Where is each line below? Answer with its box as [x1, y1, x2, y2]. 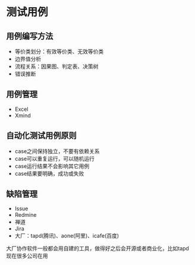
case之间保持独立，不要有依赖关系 [14, 147, 100, 155]
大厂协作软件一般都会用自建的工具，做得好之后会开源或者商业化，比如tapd [6, 245, 189, 252]
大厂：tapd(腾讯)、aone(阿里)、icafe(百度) [14, 232, 119, 239]
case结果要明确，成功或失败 [14, 170, 84, 177]
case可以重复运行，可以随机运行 [14, 155, 95, 162]
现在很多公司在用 [6, 252, 48, 260]
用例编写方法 [6, 31, 54, 41]
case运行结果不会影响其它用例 [14, 162, 90, 170]
